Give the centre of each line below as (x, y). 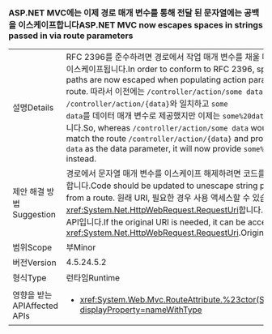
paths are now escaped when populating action (156, 80)
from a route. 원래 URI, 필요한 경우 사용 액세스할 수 (158, 198)
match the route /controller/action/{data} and (157, 139)
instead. (81, 159)
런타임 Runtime (93, 278)
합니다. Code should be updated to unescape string (162, 186)
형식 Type (30, 278)
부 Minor (81, 247)
